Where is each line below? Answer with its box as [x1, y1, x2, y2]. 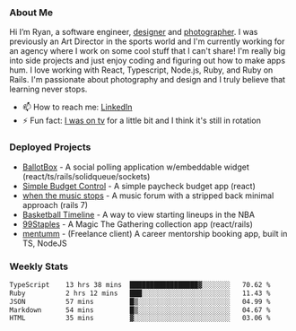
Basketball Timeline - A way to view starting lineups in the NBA [22, 209, 256, 220]
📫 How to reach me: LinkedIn [22, 101, 133, 113]
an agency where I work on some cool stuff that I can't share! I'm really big [9, 46, 285, 57]
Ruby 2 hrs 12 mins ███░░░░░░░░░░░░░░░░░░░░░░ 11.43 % [9, 289, 271, 298]
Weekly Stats [9, 260, 69, 273]
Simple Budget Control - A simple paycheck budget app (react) [22, 180, 256, 191]
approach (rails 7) [22, 199, 88, 210]
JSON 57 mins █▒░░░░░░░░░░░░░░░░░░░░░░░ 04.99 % [9, 297, 271, 306]
